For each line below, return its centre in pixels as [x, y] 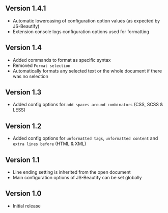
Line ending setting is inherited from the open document [72, 172]
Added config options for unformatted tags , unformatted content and [85, 138]
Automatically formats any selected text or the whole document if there [87, 70]
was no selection [30, 76]
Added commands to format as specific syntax [62, 60]
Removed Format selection [41, 65]
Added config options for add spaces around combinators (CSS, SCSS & [88, 105]
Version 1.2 [23, 126]
